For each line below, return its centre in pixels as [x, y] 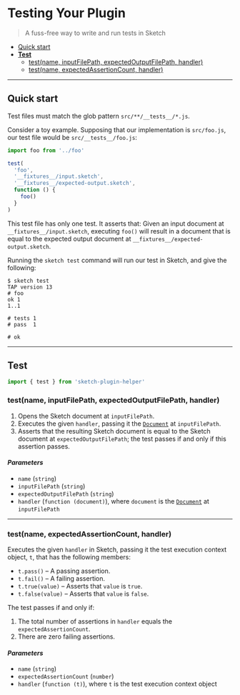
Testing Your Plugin [67, 13]
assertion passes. [44, 446]
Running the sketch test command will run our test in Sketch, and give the [117, 260]
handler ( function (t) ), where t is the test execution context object [117, 684]
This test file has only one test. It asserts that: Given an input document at [116, 224]
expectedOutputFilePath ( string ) [66, 494]
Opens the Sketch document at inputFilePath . [86, 416]
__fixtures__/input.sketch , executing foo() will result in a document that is [119, 231]
